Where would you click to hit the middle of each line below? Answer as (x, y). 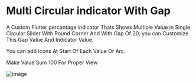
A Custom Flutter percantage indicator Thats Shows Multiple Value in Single (98, 27)
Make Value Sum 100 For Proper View (52, 62)
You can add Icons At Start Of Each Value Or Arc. (66, 51)
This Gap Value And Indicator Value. (50, 39)
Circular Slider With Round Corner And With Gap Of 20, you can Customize (97, 33)
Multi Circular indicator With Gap (89, 11)
